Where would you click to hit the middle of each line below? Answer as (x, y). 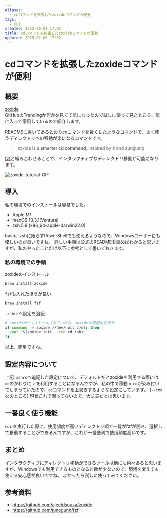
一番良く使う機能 (31, 413)
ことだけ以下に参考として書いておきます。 (83, 248)
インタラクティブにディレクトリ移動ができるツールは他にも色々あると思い (81, 463)
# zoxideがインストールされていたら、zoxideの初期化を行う (60, 323)
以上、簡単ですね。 (25, 347)
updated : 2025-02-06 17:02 (33, 38)
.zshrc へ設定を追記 (25, 313)
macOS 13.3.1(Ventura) (35, 220)
